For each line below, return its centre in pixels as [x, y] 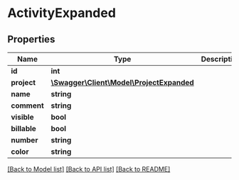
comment [27, 106]
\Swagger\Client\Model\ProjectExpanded [122, 83]
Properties [31, 39]
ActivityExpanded [62, 13]
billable [24, 129]
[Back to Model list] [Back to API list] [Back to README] [89, 169]
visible [22, 117]
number [25, 140]
